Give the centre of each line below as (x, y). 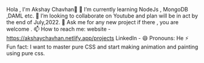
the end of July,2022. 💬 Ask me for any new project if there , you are (93, 22)
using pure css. (26, 53)
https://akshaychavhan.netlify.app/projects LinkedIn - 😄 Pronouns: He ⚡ (98, 38)
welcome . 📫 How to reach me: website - (59, 29)
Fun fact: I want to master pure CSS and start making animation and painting (102, 47)
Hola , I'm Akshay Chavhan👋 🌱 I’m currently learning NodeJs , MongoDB (97, 9)
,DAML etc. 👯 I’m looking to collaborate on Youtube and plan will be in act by (102, 16)
